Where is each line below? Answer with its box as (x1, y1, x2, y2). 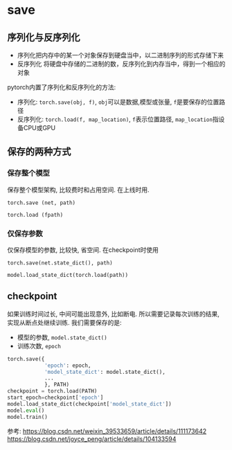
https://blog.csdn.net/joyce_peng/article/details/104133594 (7, 435, 177, 443)
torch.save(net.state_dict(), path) (7, 259, 113, 267)
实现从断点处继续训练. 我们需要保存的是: (7, 318, 123, 327)
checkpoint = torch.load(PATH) (7, 388, 98, 395)
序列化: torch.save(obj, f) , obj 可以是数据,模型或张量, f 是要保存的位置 (17, 98, 220, 106)
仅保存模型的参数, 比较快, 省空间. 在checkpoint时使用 (7, 245, 159, 254)
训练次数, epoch (17, 341, 61, 350)
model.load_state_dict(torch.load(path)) (7, 271, 129, 278)
